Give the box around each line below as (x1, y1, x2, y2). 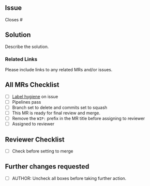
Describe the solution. (5, 44, 49, 49)
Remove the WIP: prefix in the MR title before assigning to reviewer (12, 115, 145, 121)
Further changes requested (5, 162, 90, 171)
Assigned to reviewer (12, 121, 55, 127)
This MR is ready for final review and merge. (12, 110, 101, 116)
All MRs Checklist (5, 81, 60, 89)
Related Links (5, 56, 38, 62)
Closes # (5, 16, 23, 22)
